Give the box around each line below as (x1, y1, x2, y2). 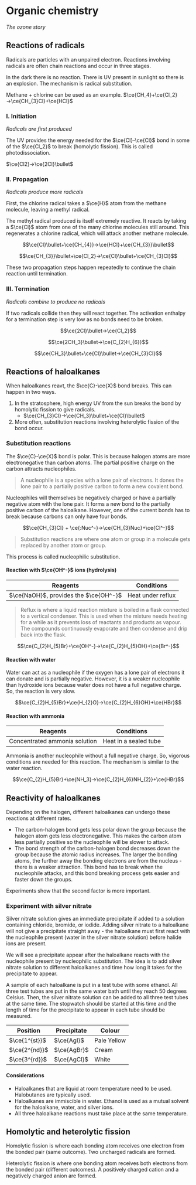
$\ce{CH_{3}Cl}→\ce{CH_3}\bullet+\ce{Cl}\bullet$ (23, 412, 145, 420)
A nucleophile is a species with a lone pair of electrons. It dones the (20, 476, 184, 483)
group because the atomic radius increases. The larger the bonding (14, 851, 177, 858)
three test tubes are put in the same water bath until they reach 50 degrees (6, 987, 187, 995)
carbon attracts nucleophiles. (6, 465, 77, 472)
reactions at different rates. (6, 815, 72, 822)
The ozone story (6, 23, 46, 30)
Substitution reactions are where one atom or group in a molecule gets (20, 535, 191, 543)
